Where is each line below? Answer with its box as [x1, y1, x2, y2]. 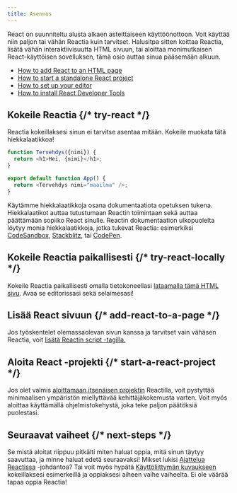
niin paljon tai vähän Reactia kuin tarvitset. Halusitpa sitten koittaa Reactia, [7, 37, 224, 46]
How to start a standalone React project [17, 74, 134, 82]
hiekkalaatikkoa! [7, 135, 54, 144]
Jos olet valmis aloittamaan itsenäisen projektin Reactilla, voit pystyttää [7, 386, 214, 395]
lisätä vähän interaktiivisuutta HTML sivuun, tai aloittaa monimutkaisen [7, 45, 212, 53]
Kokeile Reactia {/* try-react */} [7, 109, 151, 121]
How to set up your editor [17, 81, 93, 89]
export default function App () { [7, 175, 106, 182]
